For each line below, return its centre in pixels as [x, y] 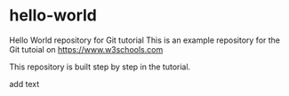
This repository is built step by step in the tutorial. [100, 67]
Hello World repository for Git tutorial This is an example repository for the [145, 40]
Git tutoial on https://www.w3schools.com [86, 49]
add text [24, 84]
